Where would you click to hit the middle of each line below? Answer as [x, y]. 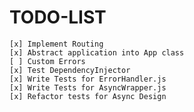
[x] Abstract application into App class [97, 52]
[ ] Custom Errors [47, 61]
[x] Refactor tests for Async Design [88, 96]
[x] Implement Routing [56, 44]
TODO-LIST [58, 17]
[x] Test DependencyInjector [70, 70]
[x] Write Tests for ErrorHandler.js [88, 79]
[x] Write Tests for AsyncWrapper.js [88, 87]
